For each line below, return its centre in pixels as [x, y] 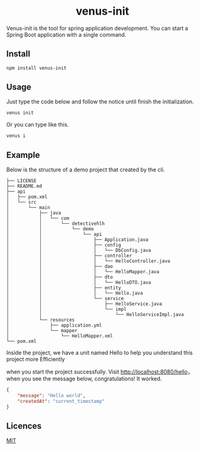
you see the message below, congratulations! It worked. [92, 378]
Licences [24, 426]
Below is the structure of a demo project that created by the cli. [86, 170]
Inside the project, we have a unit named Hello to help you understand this [100, 352]
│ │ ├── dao [60, 267]
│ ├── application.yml [54, 325]
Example [23, 155]
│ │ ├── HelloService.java [84, 304]
